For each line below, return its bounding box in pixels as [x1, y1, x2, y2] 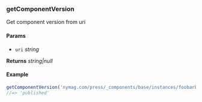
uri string [14, 46, 39, 53]
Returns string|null [6, 57, 53, 64]
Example [6, 71, 29, 78]
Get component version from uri [6, 19, 86, 26]
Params [6, 32, 26, 39]
